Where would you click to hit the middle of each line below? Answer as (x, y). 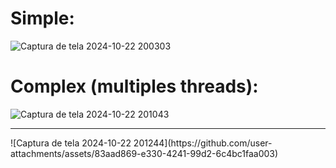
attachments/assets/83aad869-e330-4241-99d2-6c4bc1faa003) (144, 153)
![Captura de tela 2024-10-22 (71, 143)
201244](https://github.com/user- (203, 143)
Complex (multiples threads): (134, 86)
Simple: (42, 18)
